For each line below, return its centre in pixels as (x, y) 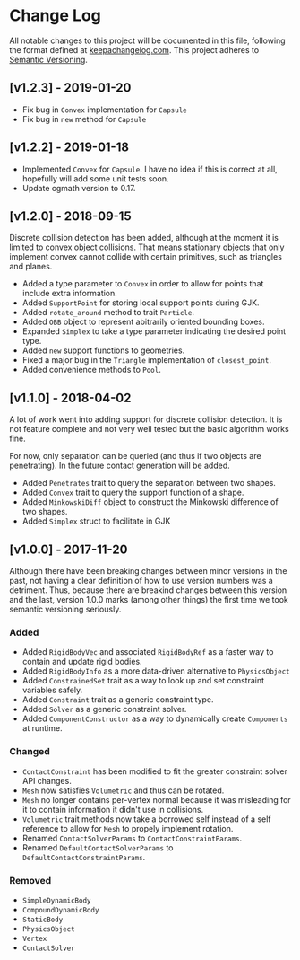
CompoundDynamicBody (60, 910)
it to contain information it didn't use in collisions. (113, 809)
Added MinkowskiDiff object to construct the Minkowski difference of (150, 502)
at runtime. (42, 728)
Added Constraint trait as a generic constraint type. (118, 700)
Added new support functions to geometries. (103, 350)
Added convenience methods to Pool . (91, 370)
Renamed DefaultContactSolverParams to (98, 847)
